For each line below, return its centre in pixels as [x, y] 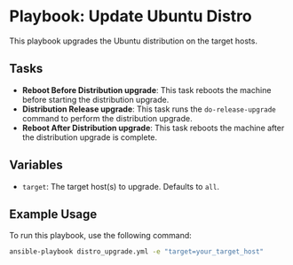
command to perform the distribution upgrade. [107, 118]
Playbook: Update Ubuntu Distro [131, 16]
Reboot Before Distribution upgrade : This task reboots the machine [146, 90]
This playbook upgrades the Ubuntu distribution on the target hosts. [133, 41]
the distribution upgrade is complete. [90, 137]
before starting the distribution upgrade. [95, 99]
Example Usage [53, 214]
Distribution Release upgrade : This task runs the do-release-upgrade [149, 109]
